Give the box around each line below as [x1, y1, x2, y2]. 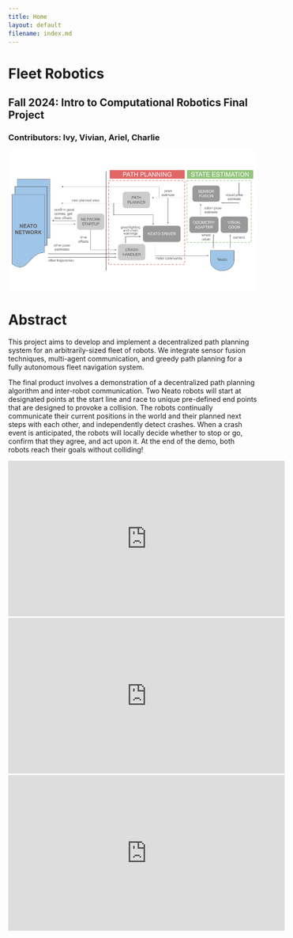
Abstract [8, 311, 67, 328]
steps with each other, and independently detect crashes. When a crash [8, 419, 242, 429]
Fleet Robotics [8, 64, 105, 82]
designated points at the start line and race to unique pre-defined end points [8, 394, 257, 403]
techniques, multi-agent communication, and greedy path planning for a [8, 354, 242, 363]
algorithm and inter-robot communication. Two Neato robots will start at [8, 386, 242, 395]
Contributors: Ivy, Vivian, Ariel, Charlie [8, 131, 160, 142]
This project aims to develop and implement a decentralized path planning [8, 337, 250, 346]
